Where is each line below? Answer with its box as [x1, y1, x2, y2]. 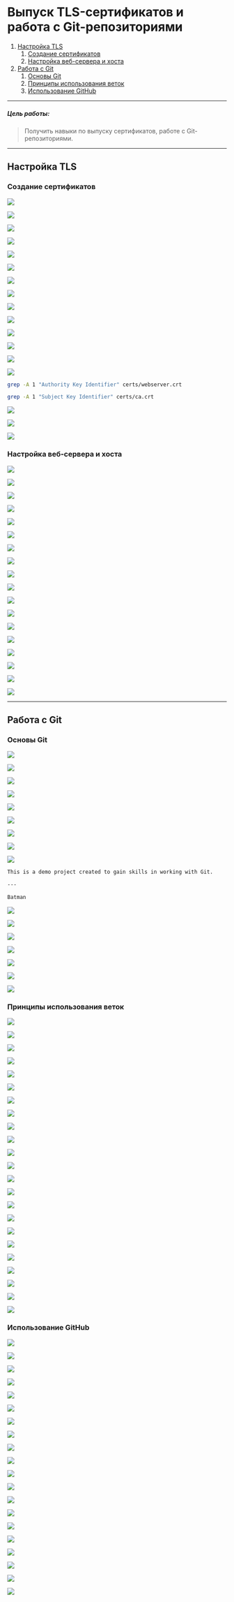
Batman [7, 894, 26, 901]
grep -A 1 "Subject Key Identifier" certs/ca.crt [7, 394, 155, 401]
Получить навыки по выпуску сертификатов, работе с [24, 126, 186, 135]
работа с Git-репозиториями [7, 19, 183, 35]
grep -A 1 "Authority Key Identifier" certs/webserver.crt [7, 381, 182, 388]
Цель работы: [7, 109, 50, 117]
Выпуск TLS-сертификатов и [7, 4, 185, 20]
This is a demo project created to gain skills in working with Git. [7, 868, 214, 876]
